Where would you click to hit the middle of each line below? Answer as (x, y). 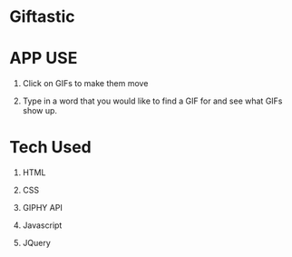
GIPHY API (43, 208)
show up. (39, 111)
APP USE (44, 59)
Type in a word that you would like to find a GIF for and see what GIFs (152, 101)
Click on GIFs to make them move (85, 84)
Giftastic (42, 17)
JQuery (37, 243)
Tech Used (51, 148)
